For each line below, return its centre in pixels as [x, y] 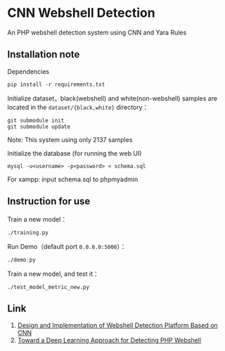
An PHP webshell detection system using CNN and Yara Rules [97, 32]
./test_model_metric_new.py [49, 287]
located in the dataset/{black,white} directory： [78, 107]
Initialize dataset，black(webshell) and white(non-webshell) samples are [112, 98]
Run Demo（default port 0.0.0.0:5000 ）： [67, 246]
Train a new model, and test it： [53, 274]
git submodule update [39, 127]
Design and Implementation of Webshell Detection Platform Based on [117, 326]
